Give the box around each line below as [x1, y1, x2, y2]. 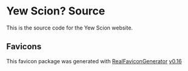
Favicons [6, 42, 42, 52]
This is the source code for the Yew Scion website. [6, 24, 133, 31]
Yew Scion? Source [6, 4, 106, 18]
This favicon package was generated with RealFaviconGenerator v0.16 [6, 57, 182, 64]
